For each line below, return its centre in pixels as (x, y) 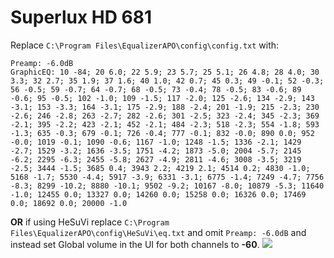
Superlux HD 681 (81, 17)
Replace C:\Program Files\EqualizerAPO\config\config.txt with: (145, 45)
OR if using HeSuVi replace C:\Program (90, 222)
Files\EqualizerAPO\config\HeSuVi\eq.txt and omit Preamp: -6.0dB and (158, 232)
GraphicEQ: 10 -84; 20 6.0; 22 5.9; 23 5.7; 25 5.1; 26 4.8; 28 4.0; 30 (165, 72)
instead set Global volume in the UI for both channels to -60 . (135, 244)
